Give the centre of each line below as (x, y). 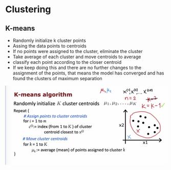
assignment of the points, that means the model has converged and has (88, 73)
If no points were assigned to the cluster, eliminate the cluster (78, 51)
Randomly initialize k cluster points (49, 40)
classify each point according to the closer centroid (67, 62)
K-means (20, 28)
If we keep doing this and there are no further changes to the (77, 68)
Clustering (28, 9)
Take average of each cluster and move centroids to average (77, 57)
